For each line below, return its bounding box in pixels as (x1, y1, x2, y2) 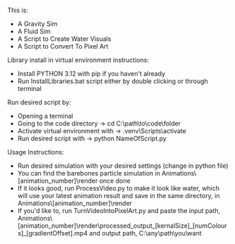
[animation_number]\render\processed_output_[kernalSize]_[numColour (17, 221, 227, 230)
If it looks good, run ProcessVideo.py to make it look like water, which (17, 184, 220, 193)
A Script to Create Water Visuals (17, 35, 112, 43)
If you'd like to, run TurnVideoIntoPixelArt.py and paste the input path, (17, 207, 221, 214)
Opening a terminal (17, 112, 73, 120)
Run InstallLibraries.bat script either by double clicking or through (17, 77, 208, 85)
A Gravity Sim (17, 20, 58, 28)
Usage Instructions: (7, 148, 64, 156)
